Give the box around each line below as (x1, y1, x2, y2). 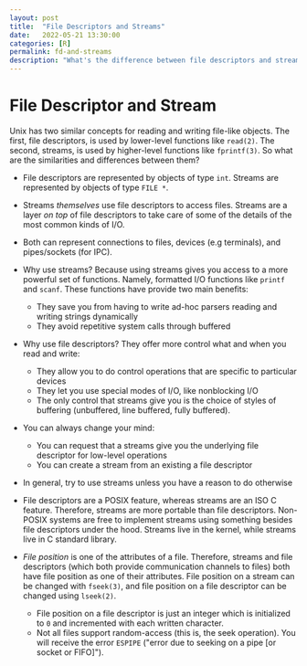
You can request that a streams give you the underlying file (36, 439, 259, 450)
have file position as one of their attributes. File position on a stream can (22, 570, 295, 581)
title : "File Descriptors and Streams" (9, 22, 166, 31)
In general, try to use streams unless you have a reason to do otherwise (22, 477, 293, 488)
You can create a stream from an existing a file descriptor (36, 459, 253, 470)
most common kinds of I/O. (22, 218, 125, 229)
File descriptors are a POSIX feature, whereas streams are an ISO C (22, 494, 277, 505)
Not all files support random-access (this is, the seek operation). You (36, 627, 296, 638)
